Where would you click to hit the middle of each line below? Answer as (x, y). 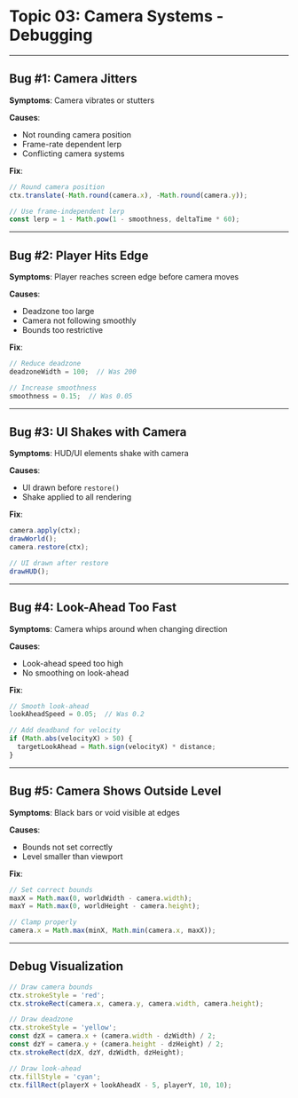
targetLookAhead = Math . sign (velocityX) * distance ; (117, 747)
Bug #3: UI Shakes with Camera (98, 432)
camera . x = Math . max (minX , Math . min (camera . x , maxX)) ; (113, 931)
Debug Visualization (67, 966)
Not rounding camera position (76, 134)
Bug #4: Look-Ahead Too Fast (93, 608)
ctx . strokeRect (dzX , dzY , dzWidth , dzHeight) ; (97, 1052)
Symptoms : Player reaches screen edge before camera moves (124, 277)
